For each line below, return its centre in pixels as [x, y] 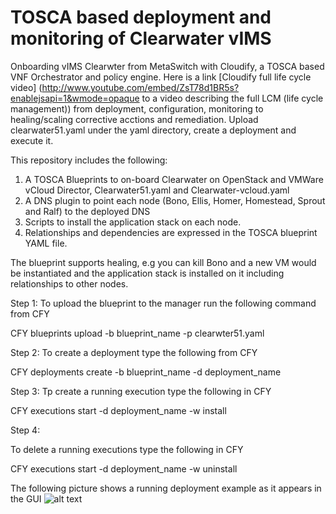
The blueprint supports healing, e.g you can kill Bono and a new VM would [163, 262]
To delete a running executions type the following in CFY [127, 449]
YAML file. [46, 243]
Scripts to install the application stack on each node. [133, 222]
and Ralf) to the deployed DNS [87, 211]
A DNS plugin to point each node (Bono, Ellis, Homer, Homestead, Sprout [175, 200]
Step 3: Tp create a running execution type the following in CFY [141, 391]
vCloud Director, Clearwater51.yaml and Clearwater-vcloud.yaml [157, 190]
